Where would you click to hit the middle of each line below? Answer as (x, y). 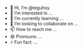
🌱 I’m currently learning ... (37, 18)
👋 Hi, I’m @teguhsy (30, 8)
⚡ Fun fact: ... (24, 42)
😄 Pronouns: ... (26, 36)
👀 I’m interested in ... (31, 13)
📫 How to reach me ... (33, 29)
